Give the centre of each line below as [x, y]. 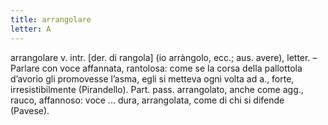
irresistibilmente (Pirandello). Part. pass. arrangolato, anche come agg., [157, 89]
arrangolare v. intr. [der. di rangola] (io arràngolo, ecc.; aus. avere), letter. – [164, 57]
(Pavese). [30, 110]
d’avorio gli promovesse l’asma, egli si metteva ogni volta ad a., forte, [152, 78]
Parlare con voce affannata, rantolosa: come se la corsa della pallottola [156, 68]
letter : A [31, 29]
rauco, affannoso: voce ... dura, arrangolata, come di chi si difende [147, 100]
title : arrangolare [51, 19]
